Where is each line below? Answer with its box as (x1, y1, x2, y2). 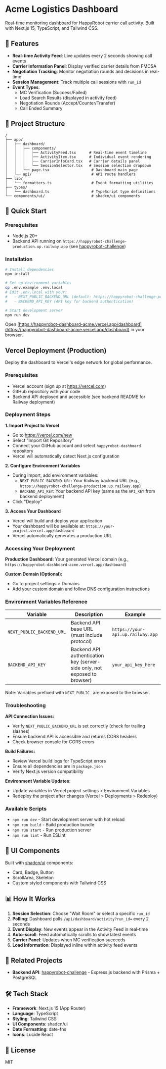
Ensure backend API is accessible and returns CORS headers (12, 733, 137, 739)
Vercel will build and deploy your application (12, 517, 103, 523)
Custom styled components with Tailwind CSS (12, 880, 107, 886)
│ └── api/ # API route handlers (5, 172, 136, 177)
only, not (81, 664, 102, 671)
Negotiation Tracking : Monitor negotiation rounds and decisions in (12, 68, 149, 74)
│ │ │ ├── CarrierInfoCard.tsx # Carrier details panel (5, 158, 140, 164)
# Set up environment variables (5, 281, 72, 286)
